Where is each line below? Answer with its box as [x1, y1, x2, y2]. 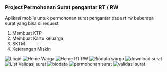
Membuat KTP [12, 30, 42, 36]
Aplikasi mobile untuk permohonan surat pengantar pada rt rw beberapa [5, 15, 154, 21]
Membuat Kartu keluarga [12, 35, 64, 41]
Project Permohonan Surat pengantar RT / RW [5, 4, 119, 11]
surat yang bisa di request [5, 20, 59, 26]
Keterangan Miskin [12, 46, 51, 52]
